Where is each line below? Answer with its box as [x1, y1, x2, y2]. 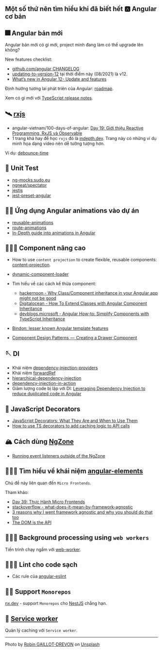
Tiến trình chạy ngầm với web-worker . [5, 546, 81, 552]
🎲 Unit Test [5, 164, 39, 173]
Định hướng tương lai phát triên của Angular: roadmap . [5, 86, 114, 91]
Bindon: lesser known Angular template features [12, 325, 109, 331]
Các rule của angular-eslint [12, 573, 66, 579]
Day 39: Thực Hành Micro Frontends [12, 499, 85, 505]
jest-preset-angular [12, 193, 51, 198]
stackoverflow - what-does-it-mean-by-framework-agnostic [12, 504, 133, 510]
